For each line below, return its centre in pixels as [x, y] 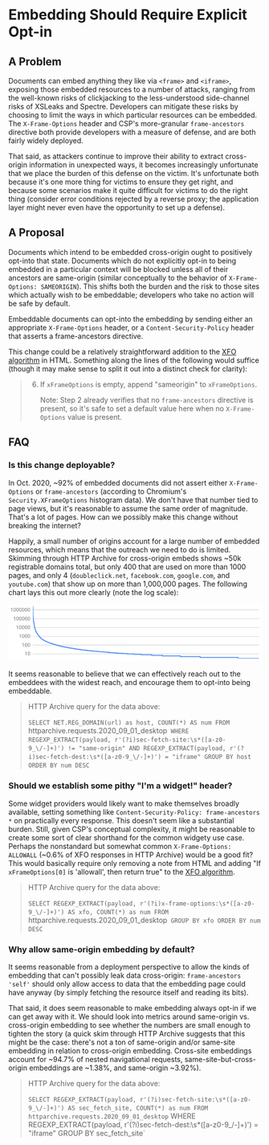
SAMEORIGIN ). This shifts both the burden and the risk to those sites [150, 286]
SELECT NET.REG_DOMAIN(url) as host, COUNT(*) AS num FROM [129, 723]
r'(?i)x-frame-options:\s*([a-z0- [197, 903]
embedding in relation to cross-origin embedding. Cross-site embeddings [130, 1050]
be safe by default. [39, 303]
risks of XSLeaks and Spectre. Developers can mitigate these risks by [123, 107]
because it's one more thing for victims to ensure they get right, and [121, 182]
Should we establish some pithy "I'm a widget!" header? [120, 786]
